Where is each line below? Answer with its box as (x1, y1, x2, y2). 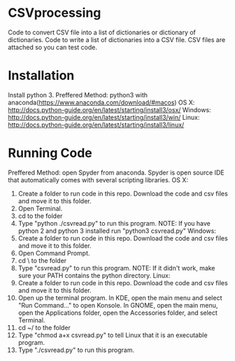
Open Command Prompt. (17, 249, 90, 257)
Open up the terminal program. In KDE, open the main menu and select (17, 293, 222, 302)
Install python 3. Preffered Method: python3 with (8, 90, 148, 99)
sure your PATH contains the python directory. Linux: (17, 271, 171, 280)
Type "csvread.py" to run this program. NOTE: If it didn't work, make (17, 264, 215, 272)
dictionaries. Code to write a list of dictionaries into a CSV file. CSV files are (8, 35, 226, 43)
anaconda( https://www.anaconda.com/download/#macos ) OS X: (8, 98, 195, 107)
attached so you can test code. (8, 43, 97, 51)
